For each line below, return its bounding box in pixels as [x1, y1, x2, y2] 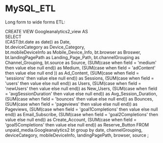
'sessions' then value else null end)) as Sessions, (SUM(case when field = [5, 75, 154, 81]
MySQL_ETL [5, 3, 56, 14]
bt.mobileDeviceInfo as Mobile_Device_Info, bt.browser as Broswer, [5, 49, 141, 55]
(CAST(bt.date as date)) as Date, [5, 39, 71, 44]
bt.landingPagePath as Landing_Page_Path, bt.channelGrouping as [5, 54, 140, 60]
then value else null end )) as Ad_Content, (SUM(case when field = [5, 70, 140, 76]
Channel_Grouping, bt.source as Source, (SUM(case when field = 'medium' [5, 60, 157, 65]
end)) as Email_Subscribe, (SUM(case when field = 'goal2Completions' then [5, 111, 158, 117]
